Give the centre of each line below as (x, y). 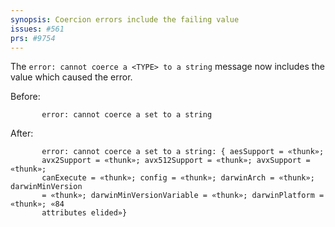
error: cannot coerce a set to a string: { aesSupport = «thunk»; (183, 152)
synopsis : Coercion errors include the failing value (125, 19)
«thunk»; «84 (37, 204)
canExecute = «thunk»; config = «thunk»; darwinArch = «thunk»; (178, 178)
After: (22, 133)
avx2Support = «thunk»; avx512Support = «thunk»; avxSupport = (176, 161)
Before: (25, 97)
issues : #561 (37, 29)
